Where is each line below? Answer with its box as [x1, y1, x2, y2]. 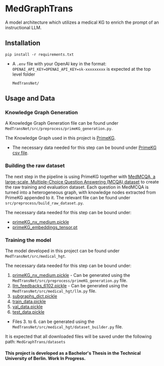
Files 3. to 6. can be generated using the [12, 319, 95, 324]
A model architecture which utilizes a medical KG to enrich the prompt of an [5, 19, 159, 25]
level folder [12, 71, 36, 77]
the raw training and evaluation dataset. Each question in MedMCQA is [5, 184, 149, 190]
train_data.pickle [12, 299, 46, 305]
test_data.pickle [12, 309, 44, 315]
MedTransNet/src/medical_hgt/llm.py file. [12, 288, 97, 294]
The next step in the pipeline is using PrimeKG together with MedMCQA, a [5, 174, 156, 180]
